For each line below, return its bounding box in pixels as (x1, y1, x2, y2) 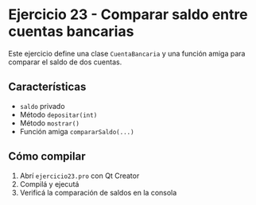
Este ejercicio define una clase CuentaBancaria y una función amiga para (8, 48, 246, 58)
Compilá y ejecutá (19, 179, 80, 188)
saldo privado (19, 101, 65, 110)
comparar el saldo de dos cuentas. (8, 57, 122, 67)
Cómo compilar (8, 149, 86, 164)
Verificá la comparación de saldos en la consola (19, 188, 177, 197)
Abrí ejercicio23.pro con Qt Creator (19, 171, 140, 180)
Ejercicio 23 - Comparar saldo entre (8, 6, 248, 24)
